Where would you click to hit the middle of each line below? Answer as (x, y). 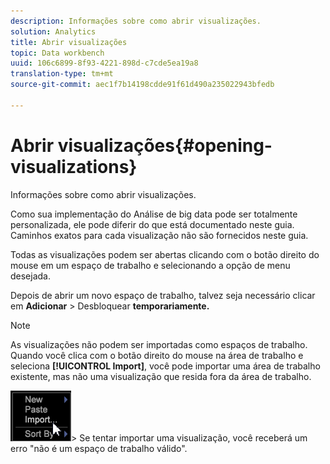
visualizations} (74, 166)
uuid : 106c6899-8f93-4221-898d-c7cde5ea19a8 (104, 63)
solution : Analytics (53, 31)
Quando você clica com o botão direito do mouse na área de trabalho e (157, 355)
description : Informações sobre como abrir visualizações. (136, 21)
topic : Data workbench (57, 53)
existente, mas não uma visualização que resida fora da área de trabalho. (161, 376)
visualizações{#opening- (165, 145)
